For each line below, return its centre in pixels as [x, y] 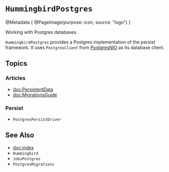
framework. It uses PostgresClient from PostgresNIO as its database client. [85, 47]
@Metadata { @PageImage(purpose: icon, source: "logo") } [68, 22]
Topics [16, 64]
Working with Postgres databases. [41, 32]
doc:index [23, 147]
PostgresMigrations [34, 164]
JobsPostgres [27, 159]
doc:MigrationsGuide [35, 95]
